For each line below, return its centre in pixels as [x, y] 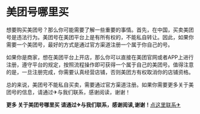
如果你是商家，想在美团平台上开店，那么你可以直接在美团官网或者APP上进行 [100, 57]
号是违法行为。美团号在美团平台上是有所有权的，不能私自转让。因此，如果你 [100, 37]
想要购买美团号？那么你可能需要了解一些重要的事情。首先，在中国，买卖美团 [100, 30]
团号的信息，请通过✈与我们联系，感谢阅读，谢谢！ [68, 92]
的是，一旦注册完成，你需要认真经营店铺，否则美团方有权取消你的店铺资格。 [100, 72]
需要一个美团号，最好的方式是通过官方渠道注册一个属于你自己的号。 [90, 45]
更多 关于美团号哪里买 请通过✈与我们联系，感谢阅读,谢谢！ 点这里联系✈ [93, 104]
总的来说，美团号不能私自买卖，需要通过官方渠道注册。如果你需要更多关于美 [100, 84]
